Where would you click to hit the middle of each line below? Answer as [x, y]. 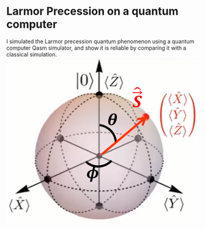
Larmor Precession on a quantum [92, 11]
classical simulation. [32, 54]
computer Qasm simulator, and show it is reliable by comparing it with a [96, 48]
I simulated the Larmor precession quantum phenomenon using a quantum [100, 41]
